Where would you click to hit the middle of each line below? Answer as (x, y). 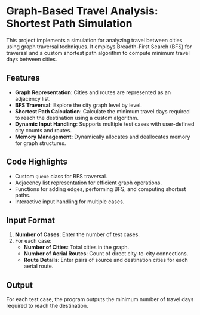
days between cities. (32, 59)
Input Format (31, 220)
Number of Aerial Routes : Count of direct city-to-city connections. (106, 254)
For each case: (33, 241)
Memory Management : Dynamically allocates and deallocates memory (102, 137)
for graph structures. (40, 143)
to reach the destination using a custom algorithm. (77, 118)
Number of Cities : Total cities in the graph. (76, 247)
